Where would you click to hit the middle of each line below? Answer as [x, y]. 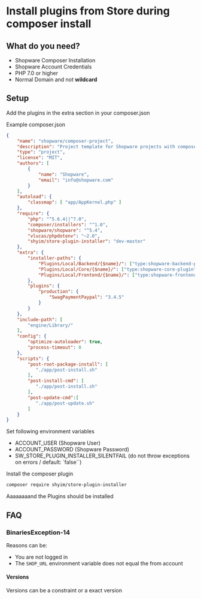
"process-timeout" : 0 [55, 348]
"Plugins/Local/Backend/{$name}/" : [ [85, 263]
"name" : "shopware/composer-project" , [65, 141]
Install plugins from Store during [88, 11]
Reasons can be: [27, 545]
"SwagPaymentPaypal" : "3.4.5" [86, 297]
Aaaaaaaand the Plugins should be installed [60, 496]
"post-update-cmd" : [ [53, 397]
